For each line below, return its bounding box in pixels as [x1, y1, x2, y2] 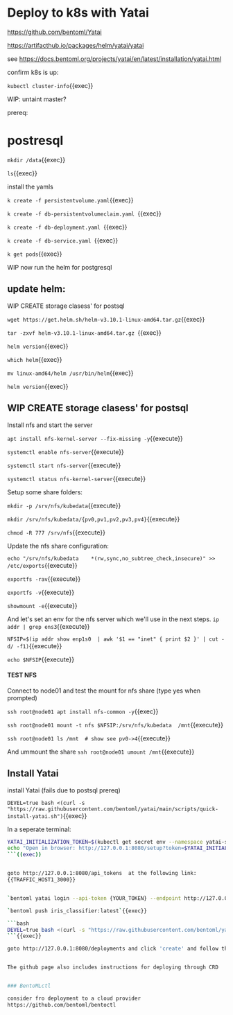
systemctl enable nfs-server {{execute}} [7, 447, 125, 456]
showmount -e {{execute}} [7, 601, 78, 609]
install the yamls [7, 182, 53, 191]
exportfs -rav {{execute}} [7, 574, 81, 583]
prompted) [7, 693, 38, 702]
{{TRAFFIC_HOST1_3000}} [7, 876, 76, 883]
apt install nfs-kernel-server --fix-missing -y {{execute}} [7, 434, 184, 442]
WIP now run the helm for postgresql [7, 263, 112, 271]
